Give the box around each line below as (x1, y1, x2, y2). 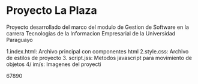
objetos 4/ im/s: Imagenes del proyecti (6, 61, 101, 68)
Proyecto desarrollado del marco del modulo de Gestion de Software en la (6, 23, 189, 31)
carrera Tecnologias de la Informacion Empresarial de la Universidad (6, 29, 176, 37)
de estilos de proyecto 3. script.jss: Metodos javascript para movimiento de (6, 54, 192, 61)
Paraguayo (6, 36, 33, 43)
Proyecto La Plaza (6, 4, 97, 17)
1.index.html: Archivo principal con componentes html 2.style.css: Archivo (6, 47, 189, 55)
